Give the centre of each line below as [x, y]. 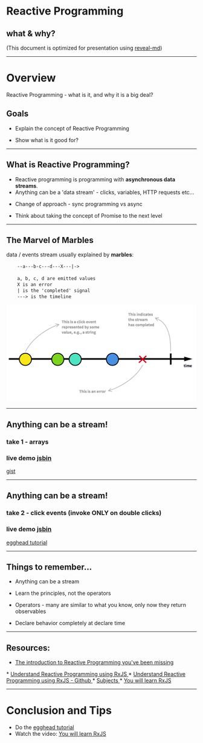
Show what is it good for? [47, 140]
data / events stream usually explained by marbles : [70, 255]
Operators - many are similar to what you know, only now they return [100, 605]
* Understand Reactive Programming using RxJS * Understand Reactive [96, 674]
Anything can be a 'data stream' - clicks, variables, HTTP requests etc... [105, 192]
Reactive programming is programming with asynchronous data [95, 179]
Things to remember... [49, 567]
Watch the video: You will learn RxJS [61, 734]
